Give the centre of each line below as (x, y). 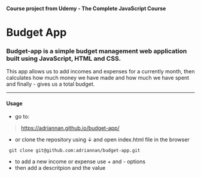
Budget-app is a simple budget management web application (97, 51)
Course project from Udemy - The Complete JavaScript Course (86, 8)
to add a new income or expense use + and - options (80, 162)
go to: (22, 117)
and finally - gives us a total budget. (51, 84)
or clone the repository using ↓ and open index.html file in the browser (102, 139)
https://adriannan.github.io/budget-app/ (70, 128)
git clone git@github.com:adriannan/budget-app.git (74, 151)
